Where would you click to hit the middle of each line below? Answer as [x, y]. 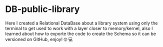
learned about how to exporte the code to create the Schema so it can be [81, 33]
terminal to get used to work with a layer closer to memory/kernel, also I [79, 28]
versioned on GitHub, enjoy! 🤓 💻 [39, 39]
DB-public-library [42, 9]
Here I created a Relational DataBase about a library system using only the [82, 23]
